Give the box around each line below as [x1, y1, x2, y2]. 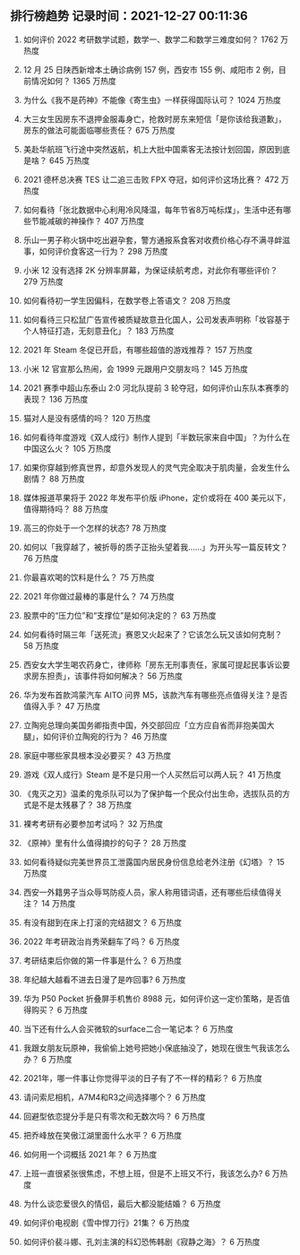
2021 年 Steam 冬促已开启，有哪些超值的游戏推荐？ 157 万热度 [22, 344, 253, 355]
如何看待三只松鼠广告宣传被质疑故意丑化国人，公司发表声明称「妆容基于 [22, 314, 290, 325]
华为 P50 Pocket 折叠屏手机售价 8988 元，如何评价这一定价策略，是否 [22, 993, 283, 1004]
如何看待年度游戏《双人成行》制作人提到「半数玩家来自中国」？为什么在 [22, 431, 290, 442]
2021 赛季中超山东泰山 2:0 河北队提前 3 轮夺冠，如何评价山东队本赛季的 [22, 382, 289, 393]
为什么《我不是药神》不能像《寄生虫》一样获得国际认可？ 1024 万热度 [22, 94, 281, 105]
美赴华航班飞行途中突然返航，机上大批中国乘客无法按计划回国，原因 [22, 143, 275, 154]
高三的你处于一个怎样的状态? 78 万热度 [22, 523, 167, 533]
